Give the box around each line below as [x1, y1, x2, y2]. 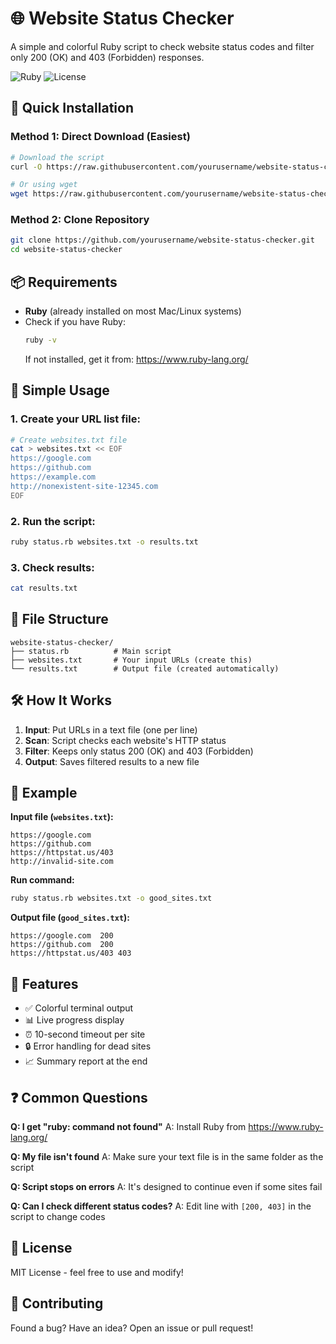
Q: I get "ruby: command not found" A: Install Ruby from [10, 1120, 247, 1132]
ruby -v [24, 335, 57, 345]
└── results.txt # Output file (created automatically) [10, 663, 280, 674]
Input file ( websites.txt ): [10, 811, 114, 823]
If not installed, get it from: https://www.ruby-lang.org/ [24, 353, 249, 365]
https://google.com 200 [10, 931, 114, 941]
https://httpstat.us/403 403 [10, 948, 132, 959]
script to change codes [10, 1210, 106, 1222]
